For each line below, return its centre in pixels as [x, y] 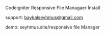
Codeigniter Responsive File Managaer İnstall [53, 8]
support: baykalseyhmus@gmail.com [44, 17]
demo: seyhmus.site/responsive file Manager [53, 27]
